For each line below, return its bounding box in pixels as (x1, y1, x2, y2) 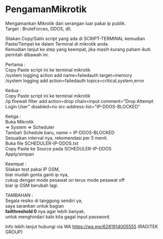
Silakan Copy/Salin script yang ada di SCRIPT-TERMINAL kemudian (5, 35, 145, 42)
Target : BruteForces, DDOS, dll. (5, 25, 72, 31)
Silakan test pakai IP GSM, (5, 166, 60, 172)
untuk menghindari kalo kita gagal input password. (5, 214, 111, 220)
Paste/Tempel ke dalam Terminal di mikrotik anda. (5, 41, 109, 47)
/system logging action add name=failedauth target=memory (5, 72, 133, 78)
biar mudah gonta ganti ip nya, (5, 171, 69, 178)
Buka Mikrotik (5, 118, 34, 125)
